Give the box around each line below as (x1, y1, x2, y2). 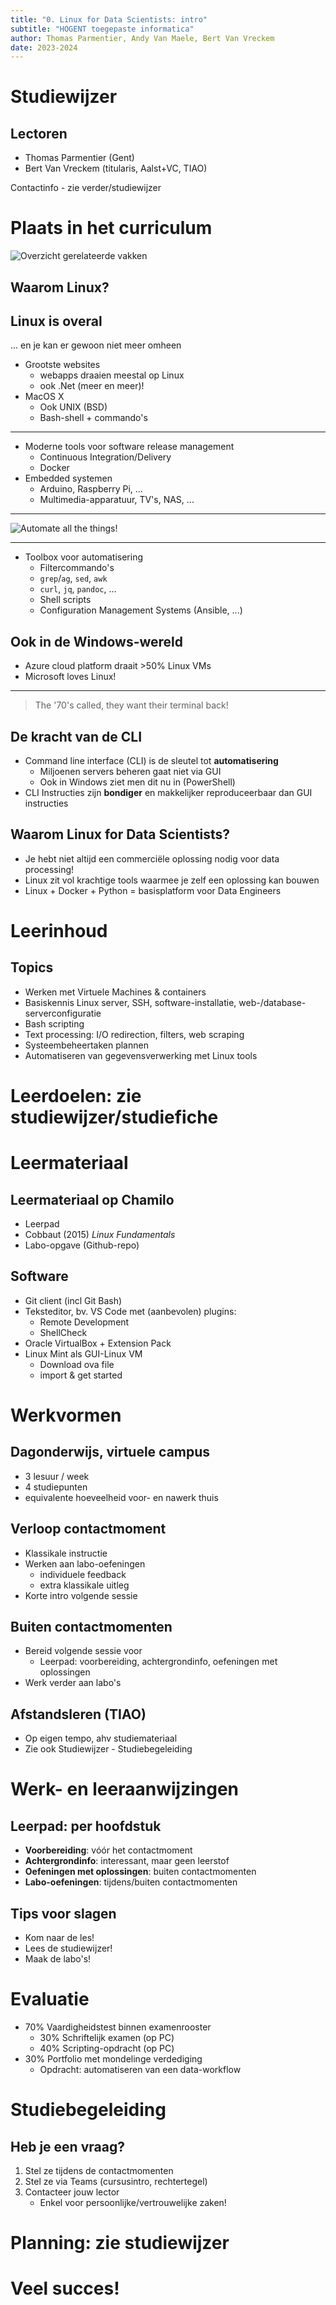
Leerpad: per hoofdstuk (10, 1817, 162, 1835)
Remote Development (39, 1316, 130, 1328)
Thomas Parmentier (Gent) (24, 152, 135, 164)
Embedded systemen (24, 472, 113, 485)
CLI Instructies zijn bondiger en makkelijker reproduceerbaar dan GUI (24, 787, 313, 799)
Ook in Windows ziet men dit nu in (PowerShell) (39, 776, 236, 788)
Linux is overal (10, 312, 103, 330)
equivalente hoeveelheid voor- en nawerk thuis (24, 1491, 219, 1503)
